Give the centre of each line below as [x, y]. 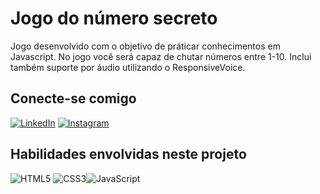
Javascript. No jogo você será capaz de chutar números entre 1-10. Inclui [161, 56]
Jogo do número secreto [114, 18]
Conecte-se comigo [73, 98]
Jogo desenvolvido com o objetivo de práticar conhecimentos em [145, 46]
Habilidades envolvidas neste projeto [128, 154]
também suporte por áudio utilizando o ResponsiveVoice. [128, 67]
